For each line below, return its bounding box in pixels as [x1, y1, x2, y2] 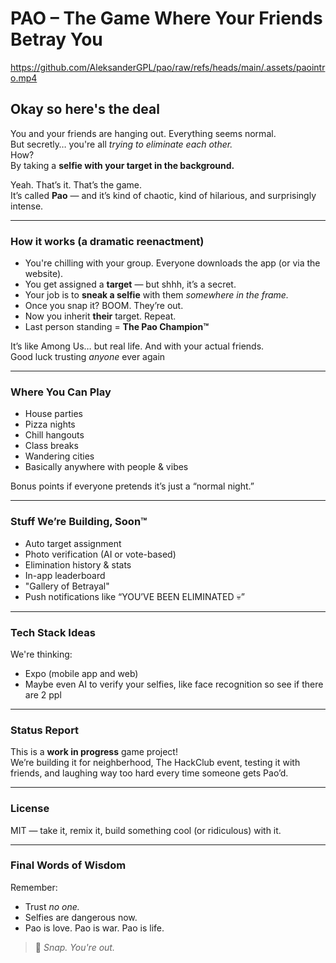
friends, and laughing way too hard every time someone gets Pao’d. [10, 767, 289, 779]
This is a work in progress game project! [10, 746, 178, 758]
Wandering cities [24, 450, 95, 462]
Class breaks [24, 440, 79, 452]
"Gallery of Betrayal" [24, 580, 110, 592]
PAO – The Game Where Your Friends [10, 7, 323, 30]
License [10, 802, 50, 816]
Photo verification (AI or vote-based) [24, 548, 177, 560]
